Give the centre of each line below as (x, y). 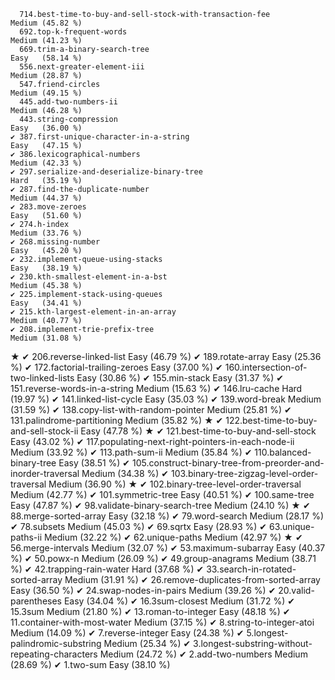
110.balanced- (283, 452)
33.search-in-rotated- (251, 569)
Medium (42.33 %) (46, 163)
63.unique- (291, 526)
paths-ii (26, 537)
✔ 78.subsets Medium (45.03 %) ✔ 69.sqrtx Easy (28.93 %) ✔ (139, 526)
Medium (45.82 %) (46, 23)
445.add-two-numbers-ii (68, 102)
